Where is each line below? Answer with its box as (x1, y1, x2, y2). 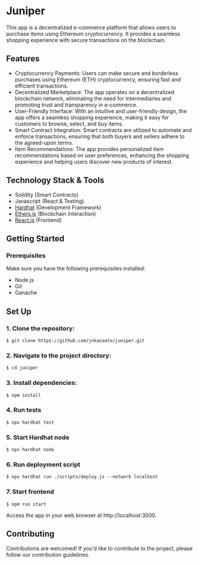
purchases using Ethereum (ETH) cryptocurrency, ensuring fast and (14, 76, 181, 83)
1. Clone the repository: (6, 324, 75, 333)
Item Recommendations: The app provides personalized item (14, 145, 164, 152)
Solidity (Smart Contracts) (14, 191, 79, 198)
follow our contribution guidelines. (6, 551, 90, 558)
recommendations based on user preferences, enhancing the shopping (14, 152, 189, 159)
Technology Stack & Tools (6, 176, 105, 186)
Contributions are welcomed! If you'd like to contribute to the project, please (6, 544, 193, 552)
